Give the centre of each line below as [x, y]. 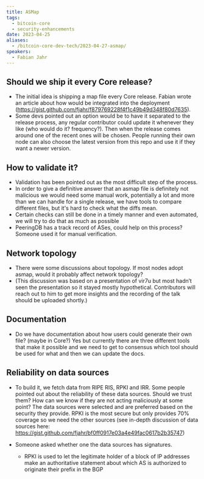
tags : [13, 18]
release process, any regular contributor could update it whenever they [104, 122]
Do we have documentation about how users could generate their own [103, 334]
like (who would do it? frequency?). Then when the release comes [98, 129]
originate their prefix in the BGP [64, 469]
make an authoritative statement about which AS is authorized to [105, 463]
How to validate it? [42, 167]
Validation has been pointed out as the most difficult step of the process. [106, 182]
